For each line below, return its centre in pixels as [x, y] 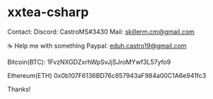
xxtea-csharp [48, 12]
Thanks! [19, 89]
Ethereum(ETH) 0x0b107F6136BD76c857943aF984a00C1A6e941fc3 [107, 75]
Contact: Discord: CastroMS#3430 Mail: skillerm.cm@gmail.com [101, 32]
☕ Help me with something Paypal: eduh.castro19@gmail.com [97, 46]
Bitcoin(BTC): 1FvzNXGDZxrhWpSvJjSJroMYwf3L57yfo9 [89, 62]
